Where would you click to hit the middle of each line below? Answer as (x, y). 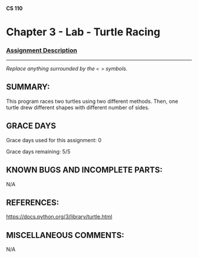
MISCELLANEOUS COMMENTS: (65, 235)
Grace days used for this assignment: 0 (54, 140)
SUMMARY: (28, 87)
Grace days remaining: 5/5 (38, 151)
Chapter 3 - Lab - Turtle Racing (83, 32)
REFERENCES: (33, 202)
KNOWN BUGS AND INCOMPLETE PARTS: (85, 170)
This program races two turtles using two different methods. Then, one (92, 101)
